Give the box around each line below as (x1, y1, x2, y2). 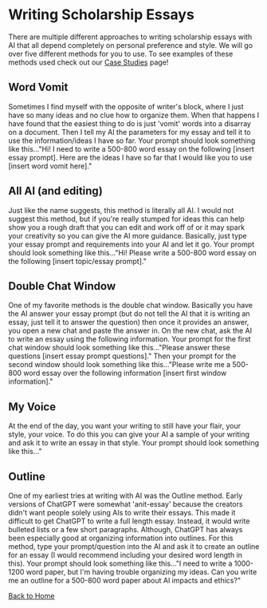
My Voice (8, 400, 57, 413)
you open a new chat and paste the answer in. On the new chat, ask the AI (8, 326, 253, 336)
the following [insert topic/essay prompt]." (8, 256, 147, 266)
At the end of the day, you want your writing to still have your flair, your (8, 421, 241, 431)
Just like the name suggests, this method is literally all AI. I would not (8, 205, 234, 215)
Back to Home (8, 591, 55, 600)
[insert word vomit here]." (8, 161, 92, 171)
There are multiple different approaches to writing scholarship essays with (8, 32, 253, 41)
